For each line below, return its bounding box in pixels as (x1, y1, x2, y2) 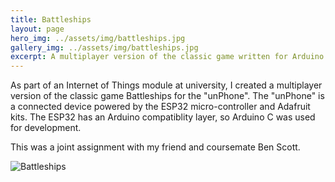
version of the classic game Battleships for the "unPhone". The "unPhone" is (10, 90, 325, 102)
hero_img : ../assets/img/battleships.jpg (10, 33, 186, 43)
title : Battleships (10, 14, 92, 25)
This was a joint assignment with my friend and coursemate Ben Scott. (10, 141, 301, 153)
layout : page (10, 24, 65, 34)
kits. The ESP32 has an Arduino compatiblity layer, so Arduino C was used (10, 111, 316, 123)
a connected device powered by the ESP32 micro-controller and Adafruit (10, 101, 311, 113)
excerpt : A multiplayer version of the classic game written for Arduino (10, 52, 325, 62)
